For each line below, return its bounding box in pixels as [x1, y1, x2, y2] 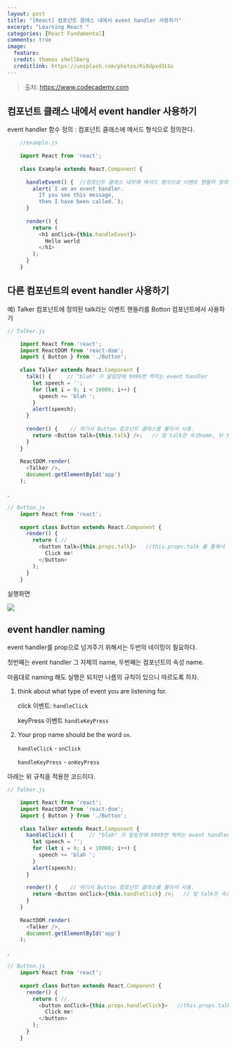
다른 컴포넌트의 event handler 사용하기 [7, 285, 170, 297]
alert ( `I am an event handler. [32, 185, 124, 192]
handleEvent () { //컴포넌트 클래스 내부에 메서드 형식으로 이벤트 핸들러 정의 [25, 179, 228, 186]
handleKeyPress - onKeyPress [17, 758, 100, 767]
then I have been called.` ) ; [38, 198, 124, 205]
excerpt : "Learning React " [7, 23, 90, 30]
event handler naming [7, 623, 105, 635]
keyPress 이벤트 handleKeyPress [17, 717, 109, 725]
